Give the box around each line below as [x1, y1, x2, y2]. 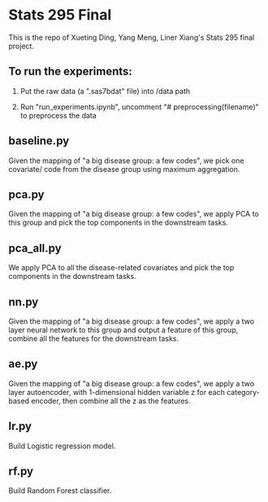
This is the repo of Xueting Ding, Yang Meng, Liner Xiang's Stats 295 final [8, 32, 255, 42]
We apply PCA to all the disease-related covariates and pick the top [8, 263, 235, 272]
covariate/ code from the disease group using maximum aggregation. [8, 164, 240, 174]
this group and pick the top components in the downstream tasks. [8, 217, 229, 228]
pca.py [8, 187, 45, 201]
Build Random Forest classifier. [8, 486, 112, 496]
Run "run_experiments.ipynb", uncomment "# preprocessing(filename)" [19, 101, 260, 111]
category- [226, 387, 260, 397]
